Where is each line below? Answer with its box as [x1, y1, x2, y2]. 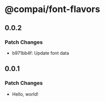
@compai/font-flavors [5, 4, 100, 15]
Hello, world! [12, 91, 39, 97]
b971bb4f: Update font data [12, 50, 69, 56]
